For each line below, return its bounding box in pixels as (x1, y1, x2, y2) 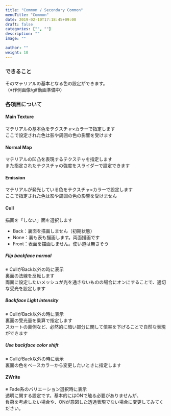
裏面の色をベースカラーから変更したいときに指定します (5, 362, 121, 368)
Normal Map (5, 144, 32, 150)
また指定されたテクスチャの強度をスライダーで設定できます (5, 163, 130, 169)
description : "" (5, 31, 40, 36)
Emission (5, 174, 26, 180)
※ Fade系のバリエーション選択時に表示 (5, 386, 87, 392)
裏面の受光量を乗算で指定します (5, 317, 72, 323)
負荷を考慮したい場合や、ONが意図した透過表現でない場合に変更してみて (5, 399, 159, 405)
